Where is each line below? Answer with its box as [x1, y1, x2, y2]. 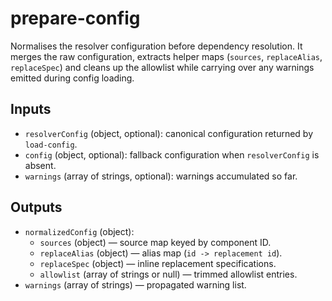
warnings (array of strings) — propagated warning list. [24, 278, 247, 291]
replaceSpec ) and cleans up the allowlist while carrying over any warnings [10, 61, 315, 73]
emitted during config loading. [10, 72, 135, 84]
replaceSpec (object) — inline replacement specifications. [39, 257, 277, 269]
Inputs [10, 101, 52, 118]
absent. [24, 159, 57, 171]
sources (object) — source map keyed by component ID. [39, 236, 272, 248]
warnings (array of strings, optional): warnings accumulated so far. [24, 170, 298, 182]
